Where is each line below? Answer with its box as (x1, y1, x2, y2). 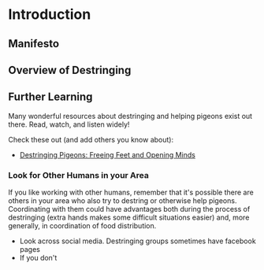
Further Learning (8, 91, 93, 104)
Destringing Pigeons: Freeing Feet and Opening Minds (19, 150, 195, 159)
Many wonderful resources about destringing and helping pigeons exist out (8, 111, 253, 120)
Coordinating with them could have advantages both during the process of (8, 205, 251, 214)
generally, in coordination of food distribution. (8, 221, 157, 231)
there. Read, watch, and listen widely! (8, 120, 130, 129)
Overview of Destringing (8, 63, 132, 76)
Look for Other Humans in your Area (8, 169, 150, 180)
